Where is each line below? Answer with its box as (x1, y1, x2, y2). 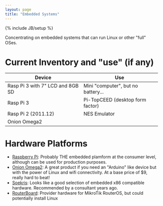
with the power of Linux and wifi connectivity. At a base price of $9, (12, 169, 148, 175)
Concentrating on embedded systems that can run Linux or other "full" (5, 35, 147, 40)
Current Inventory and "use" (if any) (5, 56, 154, 68)
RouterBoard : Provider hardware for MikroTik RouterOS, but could (12, 190, 144, 196)
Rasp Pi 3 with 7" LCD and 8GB (7, 82, 79, 89)
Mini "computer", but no (83, 82, 138, 89)
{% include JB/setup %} (5, 25, 53, 31)
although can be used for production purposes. (12, 159, 107, 165)
